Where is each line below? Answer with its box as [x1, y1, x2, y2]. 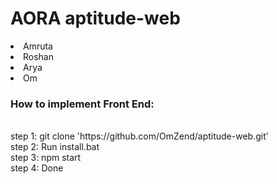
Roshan [23, 50, 54, 62]
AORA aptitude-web [10, 7, 181, 30]
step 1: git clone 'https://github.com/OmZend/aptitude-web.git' [10, 130, 269, 142]
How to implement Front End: [10, 97, 155, 111]
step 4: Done [10, 162, 64, 174]
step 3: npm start [10, 152, 82, 164]
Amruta [23, 40, 53, 52]
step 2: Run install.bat [10, 141, 100, 153]
